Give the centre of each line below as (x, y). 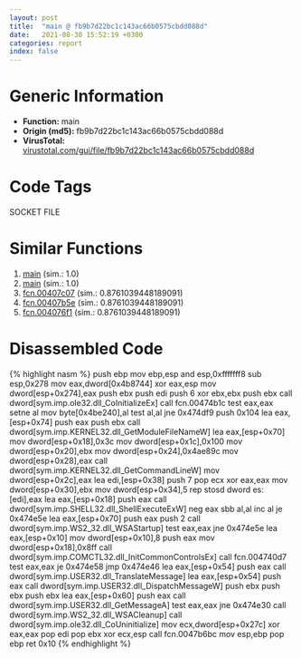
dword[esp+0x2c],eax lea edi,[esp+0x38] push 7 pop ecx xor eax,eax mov (149, 479)
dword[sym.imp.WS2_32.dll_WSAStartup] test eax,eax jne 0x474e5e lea (144, 527)
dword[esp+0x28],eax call (59, 460)
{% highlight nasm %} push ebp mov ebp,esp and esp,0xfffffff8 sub (136, 373)
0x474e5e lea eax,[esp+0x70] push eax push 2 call (105, 518)
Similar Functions (76, 249)
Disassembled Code (86, 349)
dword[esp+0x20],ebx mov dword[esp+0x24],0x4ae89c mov (124, 450)
